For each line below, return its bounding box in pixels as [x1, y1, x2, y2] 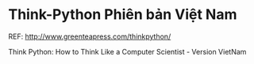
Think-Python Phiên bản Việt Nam [8, 6, 237, 24]
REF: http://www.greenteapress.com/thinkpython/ [8, 32, 171, 41]
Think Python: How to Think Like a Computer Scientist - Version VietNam [8, 47, 247, 56]
